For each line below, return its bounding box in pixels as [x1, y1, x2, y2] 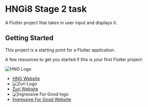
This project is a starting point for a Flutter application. [5, 47, 115, 53]
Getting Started [5, 34, 54, 42]
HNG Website [12, 75, 40, 81]
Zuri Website [12, 86, 38, 92]
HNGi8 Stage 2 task [5, 3, 87, 15]
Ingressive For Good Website [12, 96, 72, 102]
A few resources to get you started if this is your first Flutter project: [5, 56, 143, 62]
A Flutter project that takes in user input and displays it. [5, 20, 117, 26]
